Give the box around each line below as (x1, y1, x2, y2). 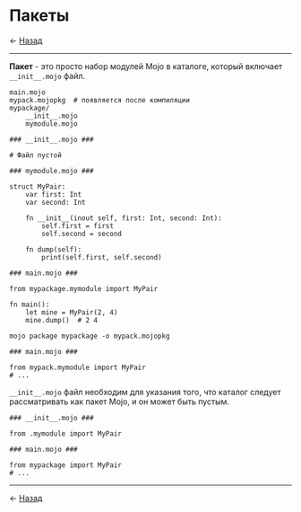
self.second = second (41, 229, 123, 238)
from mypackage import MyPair (9, 460, 123, 470)
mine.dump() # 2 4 (25, 315, 99, 324)
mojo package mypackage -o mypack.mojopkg (9, 331, 170, 340)
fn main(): (9, 300, 50, 309)
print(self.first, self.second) (41, 252, 163, 261)
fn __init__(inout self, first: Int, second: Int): (25, 213, 222, 223)
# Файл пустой (9, 150, 63, 160)
